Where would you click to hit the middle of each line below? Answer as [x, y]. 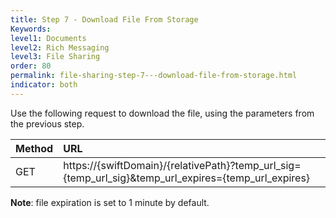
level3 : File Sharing [55, 57]
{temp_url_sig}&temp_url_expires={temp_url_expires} [187, 178]
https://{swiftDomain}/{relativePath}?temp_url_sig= [182, 165]
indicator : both [44, 85]
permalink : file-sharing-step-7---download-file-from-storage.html [154, 76]
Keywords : [31, 29]
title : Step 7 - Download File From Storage [104, 19]
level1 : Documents [48, 38]
